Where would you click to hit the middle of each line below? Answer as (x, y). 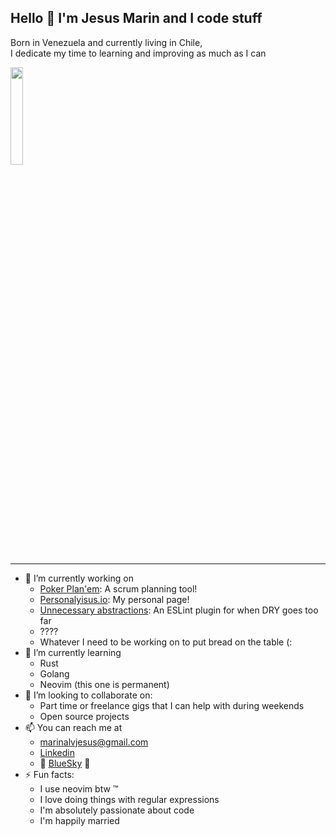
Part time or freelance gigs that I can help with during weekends (172, 705)
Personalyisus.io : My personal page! (114, 599)
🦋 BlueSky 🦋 (65, 763)
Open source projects (84, 716)
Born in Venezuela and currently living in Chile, (106, 42)
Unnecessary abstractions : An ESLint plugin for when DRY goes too (179, 610)
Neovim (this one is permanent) (104, 684)
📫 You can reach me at (73, 727)
